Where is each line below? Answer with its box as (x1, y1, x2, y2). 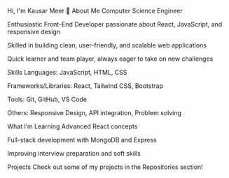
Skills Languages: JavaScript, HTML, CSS (7, 68, 127, 76)
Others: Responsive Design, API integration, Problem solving (7, 109, 182, 117)
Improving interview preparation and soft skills (7, 149, 141, 157)
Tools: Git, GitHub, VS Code (7, 95, 88, 103)
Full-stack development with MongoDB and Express (7, 136, 157, 144)
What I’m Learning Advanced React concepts (7, 122, 138, 131)
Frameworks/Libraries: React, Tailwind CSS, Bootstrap (7, 82, 163, 90)
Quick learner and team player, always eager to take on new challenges (7, 54, 214, 63)
